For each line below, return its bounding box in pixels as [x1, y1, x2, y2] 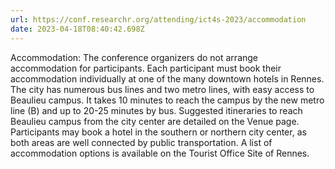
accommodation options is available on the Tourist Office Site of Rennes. [10, 147, 310, 159]
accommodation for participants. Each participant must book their [10, 62, 282, 74]
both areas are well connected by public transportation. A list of [10, 136, 273, 148]
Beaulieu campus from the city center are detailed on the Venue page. [10, 115, 300, 127]
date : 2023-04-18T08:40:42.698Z [10, 24, 145, 34]
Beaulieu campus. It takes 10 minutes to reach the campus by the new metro [10, 94, 325, 106]
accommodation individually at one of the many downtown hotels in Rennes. [10, 72, 325, 85]
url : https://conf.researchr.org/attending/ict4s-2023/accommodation [10, 14, 307, 25]
